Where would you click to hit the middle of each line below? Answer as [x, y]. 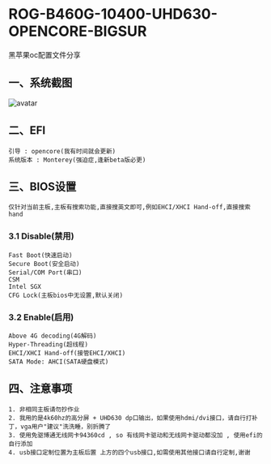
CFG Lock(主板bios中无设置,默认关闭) [66, 295]
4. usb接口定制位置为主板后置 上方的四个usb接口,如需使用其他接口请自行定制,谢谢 [129, 452]
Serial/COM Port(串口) [45, 273]
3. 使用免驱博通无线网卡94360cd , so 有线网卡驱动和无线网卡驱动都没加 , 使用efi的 [135, 435]
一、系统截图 [40, 83]
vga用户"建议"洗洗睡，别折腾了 [66, 427]
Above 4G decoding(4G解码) [53, 336]
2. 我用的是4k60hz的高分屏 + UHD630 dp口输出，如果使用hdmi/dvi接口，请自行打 [130, 418]
